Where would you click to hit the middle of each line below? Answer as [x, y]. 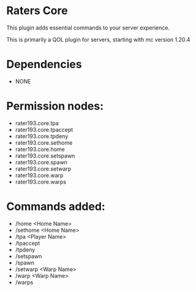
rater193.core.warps [40, 182]
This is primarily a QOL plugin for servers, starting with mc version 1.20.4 [98, 39]
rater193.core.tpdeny [42, 136]
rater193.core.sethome [44, 142]
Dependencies [44, 64]
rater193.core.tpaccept [44, 129]
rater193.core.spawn [41, 162]
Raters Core [37, 11]
